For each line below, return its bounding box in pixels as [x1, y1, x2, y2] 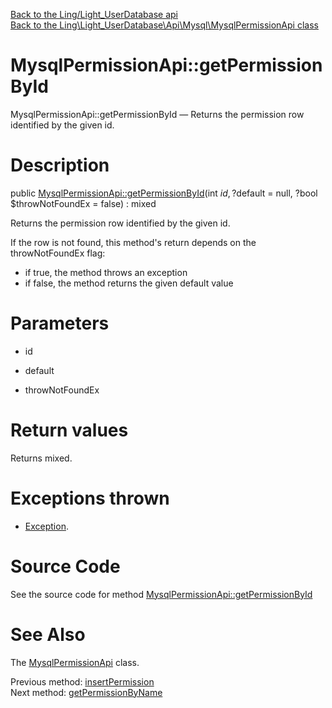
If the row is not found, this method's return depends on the [10, 236, 257, 248]
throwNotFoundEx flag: [10, 247, 106, 259]
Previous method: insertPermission [10, 675, 155, 688]
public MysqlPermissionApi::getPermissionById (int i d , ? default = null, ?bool [10, 187, 318, 199]
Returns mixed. [10, 452, 73, 464]
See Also [10, 623, 86, 646]
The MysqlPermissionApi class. [10, 656, 140, 668]
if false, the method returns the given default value [24, 277, 234, 289]
